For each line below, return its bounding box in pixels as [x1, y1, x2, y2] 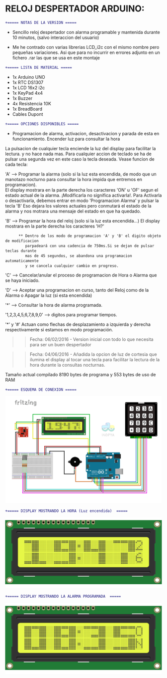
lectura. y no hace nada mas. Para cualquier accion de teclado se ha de [5, 151, 152, 157]
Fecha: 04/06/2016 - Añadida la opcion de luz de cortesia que [29, 351, 158, 357]
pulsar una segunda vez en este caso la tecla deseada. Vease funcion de [5, 156, 155, 162]
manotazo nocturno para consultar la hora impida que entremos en [5, 176, 143, 182]
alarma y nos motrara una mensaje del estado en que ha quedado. [5, 208, 141, 214]
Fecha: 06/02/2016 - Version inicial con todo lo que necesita [29, 336, 154, 342]
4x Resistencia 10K [12, 100, 51, 106]
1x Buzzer [12, 95, 33, 101]
